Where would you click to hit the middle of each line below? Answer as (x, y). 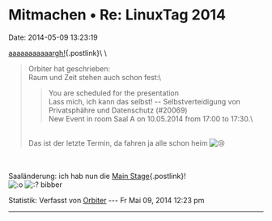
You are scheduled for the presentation (114, 93)
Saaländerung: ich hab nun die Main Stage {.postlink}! (97, 176)
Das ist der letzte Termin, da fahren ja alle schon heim (118, 142)
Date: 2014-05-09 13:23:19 (53, 37)
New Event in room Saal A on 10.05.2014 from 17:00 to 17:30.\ (151, 118)
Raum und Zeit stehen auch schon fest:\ (95, 77)
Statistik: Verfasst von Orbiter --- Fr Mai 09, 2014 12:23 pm (106, 200)
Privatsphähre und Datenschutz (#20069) (118, 110)
